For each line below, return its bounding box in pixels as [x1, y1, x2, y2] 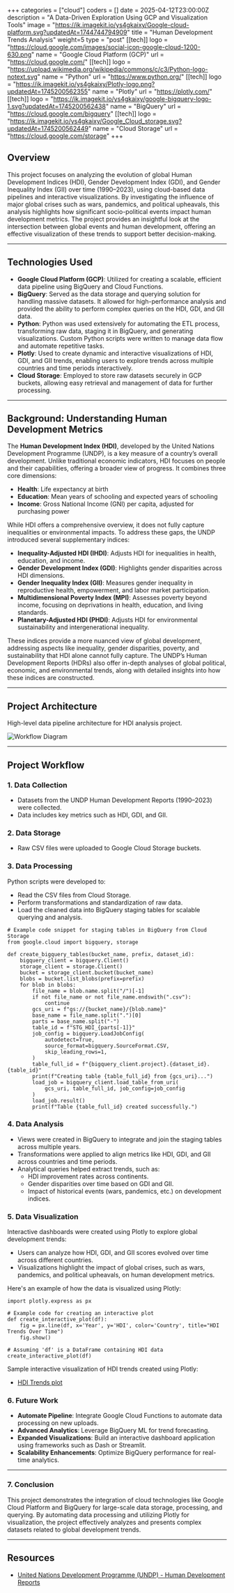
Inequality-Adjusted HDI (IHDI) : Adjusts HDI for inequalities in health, [17, 549, 217, 557]
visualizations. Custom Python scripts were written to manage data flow [17, 334, 224, 342]
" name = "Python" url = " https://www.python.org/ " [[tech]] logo [37, 72, 221, 81]
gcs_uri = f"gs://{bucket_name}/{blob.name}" [32, 1006, 167, 1013]
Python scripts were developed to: [7, 877, 106, 886]
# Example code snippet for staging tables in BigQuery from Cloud [7, 926, 208, 933]
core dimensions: [7, 472, 57, 480]
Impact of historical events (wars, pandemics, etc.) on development [27, 1187, 221, 1195]
